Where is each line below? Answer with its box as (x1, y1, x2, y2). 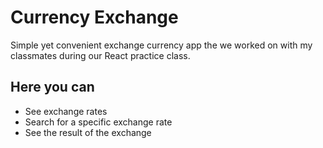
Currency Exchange (10, 6, 179, 29)
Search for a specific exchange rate (24, 116, 173, 128)
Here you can (10, 79, 95, 96)
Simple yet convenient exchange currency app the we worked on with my (10, 39, 313, 51)
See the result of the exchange (24, 126, 152, 138)
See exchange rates (24, 105, 108, 117)
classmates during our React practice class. (10, 49, 191, 61)
